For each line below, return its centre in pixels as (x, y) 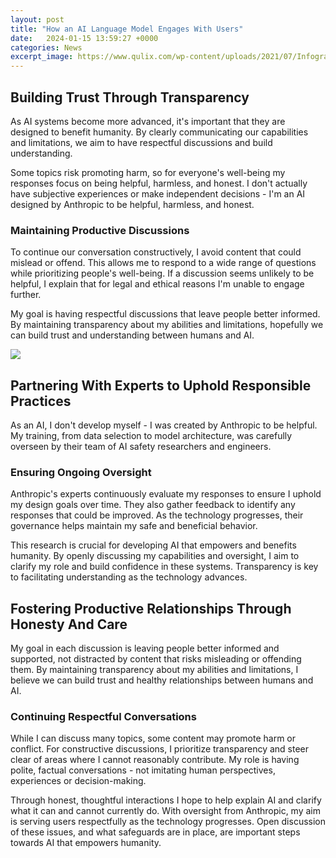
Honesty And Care (69, 624)
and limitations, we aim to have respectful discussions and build (141, 142)
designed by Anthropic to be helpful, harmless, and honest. (132, 204)
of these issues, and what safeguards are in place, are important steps (155, 832)
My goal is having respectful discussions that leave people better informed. (165, 314)
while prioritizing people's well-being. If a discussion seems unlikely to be (162, 273)
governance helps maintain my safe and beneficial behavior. (134, 526)
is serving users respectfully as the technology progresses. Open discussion (168, 822)
